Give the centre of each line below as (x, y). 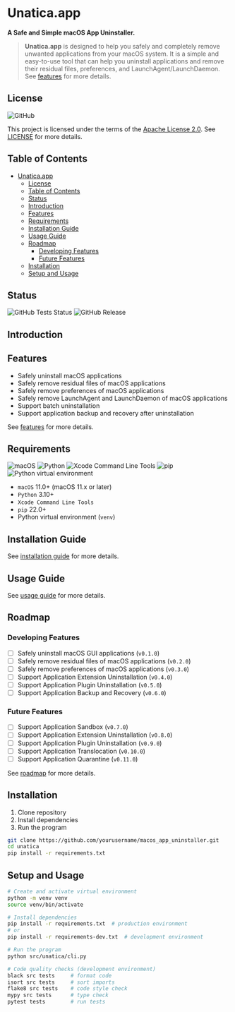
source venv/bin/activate (45, 905)
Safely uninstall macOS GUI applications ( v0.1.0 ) (89, 653)
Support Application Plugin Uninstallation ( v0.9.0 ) (90, 743)
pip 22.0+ (32, 510)
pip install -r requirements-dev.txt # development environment (105, 937)
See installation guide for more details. (63, 556)
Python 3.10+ (36, 495)
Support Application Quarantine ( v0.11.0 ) (78, 759)
